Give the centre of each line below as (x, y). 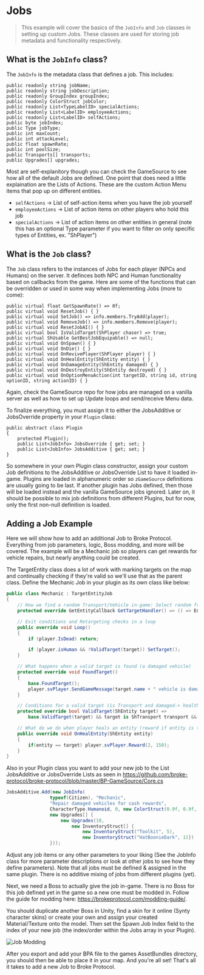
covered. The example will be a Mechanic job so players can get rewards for (102, 551)
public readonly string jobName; (49, 85)
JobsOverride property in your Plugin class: (61, 417)
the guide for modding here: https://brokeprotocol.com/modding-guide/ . (97, 899)
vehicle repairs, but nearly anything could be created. (73, 558)
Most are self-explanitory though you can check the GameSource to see (97, 171)
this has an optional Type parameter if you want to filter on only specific (105, 229)
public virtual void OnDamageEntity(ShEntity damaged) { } (83, 364)
